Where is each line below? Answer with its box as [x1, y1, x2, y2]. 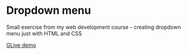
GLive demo [6, 41, 36, 49]
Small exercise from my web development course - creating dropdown [6, 23, 182, 31]
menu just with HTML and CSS [6, 29, 82, 37]
